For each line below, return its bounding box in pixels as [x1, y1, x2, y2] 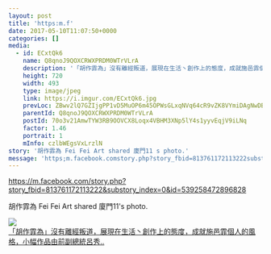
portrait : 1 [23, 131, 63, 139]
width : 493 [23, 79, 60, 87]
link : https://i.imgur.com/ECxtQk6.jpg [23, 94, 157, 102]
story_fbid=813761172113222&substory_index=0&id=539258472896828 [8, 185, 247, 194]
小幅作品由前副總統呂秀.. [22, 237, 105, 247]
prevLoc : [23, 102, 52, 110]
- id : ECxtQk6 [15, 49, 63, 57]
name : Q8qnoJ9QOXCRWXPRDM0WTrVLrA [23, 57, 139, 65]
